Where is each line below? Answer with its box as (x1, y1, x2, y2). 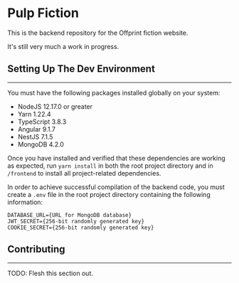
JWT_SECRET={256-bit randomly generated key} (7, 218, 144, 225)
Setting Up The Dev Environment (7, 63, 155, 75)
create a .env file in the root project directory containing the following (7, 190, 211, 198)
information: (7, 198, 43, 206)
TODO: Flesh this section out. (7, 269, 94, 277)
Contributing (7, 243, 65, 255)
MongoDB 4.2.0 (17, 140, 64, 149)
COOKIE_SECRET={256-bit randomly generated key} (7, 224, 154, 231)
